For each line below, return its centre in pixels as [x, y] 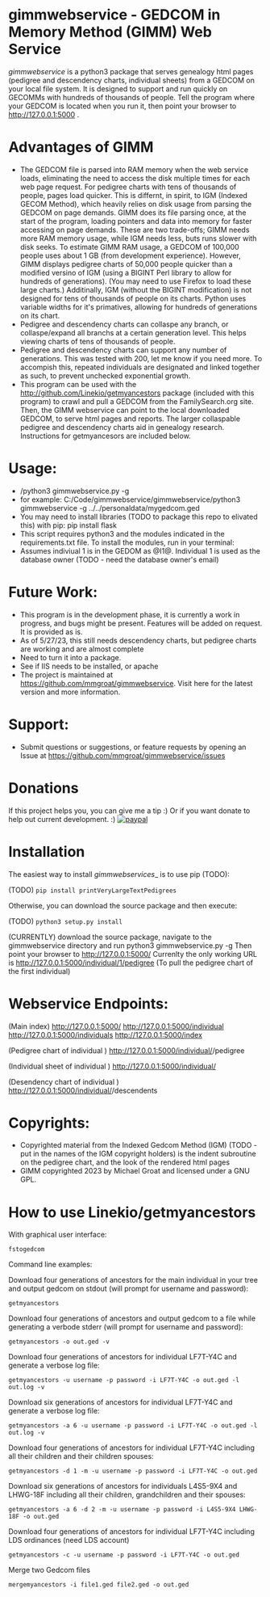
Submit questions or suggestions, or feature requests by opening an [133, 747]
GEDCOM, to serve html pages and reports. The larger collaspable [130, 419]
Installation [47, 851]
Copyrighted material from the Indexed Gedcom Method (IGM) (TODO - [139, 1145]
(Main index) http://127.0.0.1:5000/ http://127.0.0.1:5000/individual [116, 1026]
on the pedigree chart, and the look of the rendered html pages [125, 1162]
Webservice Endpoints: [89, 1003]
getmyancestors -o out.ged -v [59, 1342]
